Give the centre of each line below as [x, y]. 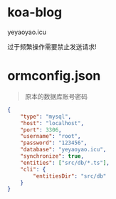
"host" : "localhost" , [52, 123]
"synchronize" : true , [52, 156]
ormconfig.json [54, 76]
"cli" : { [33, 169]
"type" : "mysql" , [46, 117]
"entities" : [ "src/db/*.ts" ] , [65, 163]
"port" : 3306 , [41, 130]
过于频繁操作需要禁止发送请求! [52, 46]
